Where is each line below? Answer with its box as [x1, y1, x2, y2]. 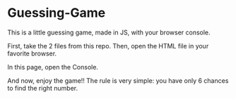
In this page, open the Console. [7, 62, 99, 71]
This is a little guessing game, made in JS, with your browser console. [7, 28, 211, 37]
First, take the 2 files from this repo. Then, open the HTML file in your [7, 41, 209, 50]
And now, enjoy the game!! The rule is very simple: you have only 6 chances [7, 76, 229, 85]
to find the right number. [7, 84, 78, 92]
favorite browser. [7, 49, 57, 58]
